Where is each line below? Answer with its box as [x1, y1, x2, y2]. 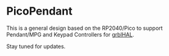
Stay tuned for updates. [6, 43, 66, 50]
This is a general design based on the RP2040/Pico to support [6, 24, 163, 32]
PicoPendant [6, 4, 73, 18]
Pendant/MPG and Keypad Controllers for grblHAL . [6, 30, 134, 38]
